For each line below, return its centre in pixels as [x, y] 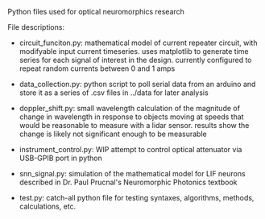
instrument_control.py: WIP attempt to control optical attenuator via [130, 149]
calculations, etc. [48, 206]
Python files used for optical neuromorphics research [96, 12]
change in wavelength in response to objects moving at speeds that [131, 117]
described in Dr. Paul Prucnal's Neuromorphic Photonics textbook [128, 182]
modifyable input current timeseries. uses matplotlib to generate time [134, 51]
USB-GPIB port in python [60, 158]
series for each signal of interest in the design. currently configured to [135, 60]
